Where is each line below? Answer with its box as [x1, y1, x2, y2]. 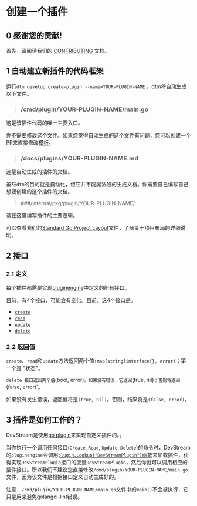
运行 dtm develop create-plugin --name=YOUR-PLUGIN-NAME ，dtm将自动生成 [6, 83, 187, 90]
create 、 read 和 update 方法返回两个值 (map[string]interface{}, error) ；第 [6, 357, 186, 364]
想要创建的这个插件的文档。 [6, 188, 73, 195]
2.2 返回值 [6, 343, 36, 351]
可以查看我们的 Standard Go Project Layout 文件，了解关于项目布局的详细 [6, 224, 181, 232]
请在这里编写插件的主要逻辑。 [6, 212, 78, 219]
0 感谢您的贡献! [6, 31, 63, 41]
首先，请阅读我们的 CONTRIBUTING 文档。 [6, 48, 110, 54]
